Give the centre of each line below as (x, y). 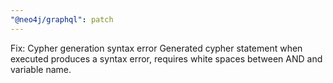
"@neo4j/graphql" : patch (62, 19)
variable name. (41, 69)
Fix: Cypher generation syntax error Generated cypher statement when (156, 48)
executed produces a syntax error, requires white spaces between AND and (166, 58)
